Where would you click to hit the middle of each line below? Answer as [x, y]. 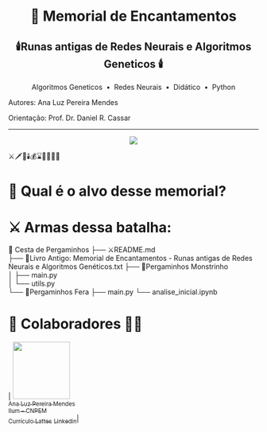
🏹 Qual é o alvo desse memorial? [117, 191]
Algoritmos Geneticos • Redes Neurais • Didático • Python [133, 87]
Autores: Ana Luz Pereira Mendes [63, 102]
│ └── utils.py [32, 284]
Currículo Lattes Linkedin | [44, 419]
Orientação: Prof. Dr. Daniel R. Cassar [70, 118]
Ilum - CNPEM [28, 411]
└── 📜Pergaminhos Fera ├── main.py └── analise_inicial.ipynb [113, 292]
